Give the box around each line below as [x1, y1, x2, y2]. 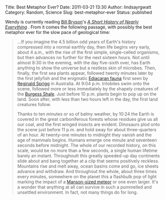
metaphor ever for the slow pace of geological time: [5, 29, 110, 35]
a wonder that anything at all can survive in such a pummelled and [17, 184, 152, 190]
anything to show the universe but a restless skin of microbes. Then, [17, 65, 156, 71]
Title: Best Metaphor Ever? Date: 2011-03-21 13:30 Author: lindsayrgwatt [5, 4, 152, 10]
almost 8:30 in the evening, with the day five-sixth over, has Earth [17, 60, 151, 65]
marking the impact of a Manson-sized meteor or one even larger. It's [17, 179, 159, 185]
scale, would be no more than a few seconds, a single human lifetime [17, 147, 158, 153]
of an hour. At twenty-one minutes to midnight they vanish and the [17, 132, 152, 138]
